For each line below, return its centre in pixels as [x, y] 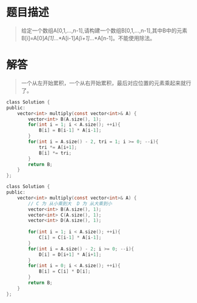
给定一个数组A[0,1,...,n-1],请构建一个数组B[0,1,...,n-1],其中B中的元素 [104, 30]
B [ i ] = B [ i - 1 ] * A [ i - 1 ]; [70, 131]
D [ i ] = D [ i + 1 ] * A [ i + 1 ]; [70, 254]
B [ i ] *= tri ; [55, 153]
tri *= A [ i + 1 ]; [58, 147]
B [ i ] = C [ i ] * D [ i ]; [65, 271]
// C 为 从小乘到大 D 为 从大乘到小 [70, 204]
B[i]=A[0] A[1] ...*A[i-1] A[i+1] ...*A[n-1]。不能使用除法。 [88, 38]
